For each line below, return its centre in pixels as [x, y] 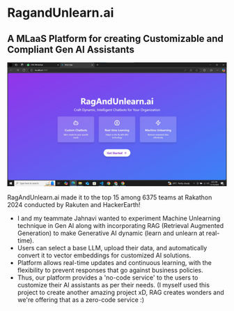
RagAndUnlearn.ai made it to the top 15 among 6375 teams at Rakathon [110, 197]
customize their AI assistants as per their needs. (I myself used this [114, 285]
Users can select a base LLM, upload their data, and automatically [112, 248]
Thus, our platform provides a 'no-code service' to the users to [108, 278]
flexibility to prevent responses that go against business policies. [110, 270]
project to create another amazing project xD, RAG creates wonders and [120, 292]
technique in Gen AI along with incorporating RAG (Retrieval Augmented [120, 225]
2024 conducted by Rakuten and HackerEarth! [74, 204]
